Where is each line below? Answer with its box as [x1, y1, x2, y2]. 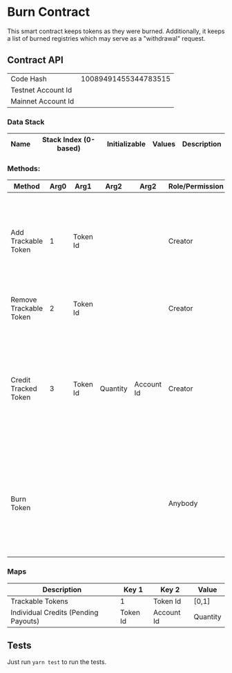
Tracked [10, 384, 38, 393]
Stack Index [41, 135, 82, 145]
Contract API [7, 55, 64, 66]
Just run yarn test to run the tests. [7, 658, 107, 666]
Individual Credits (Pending [10, 607, 99, 617]
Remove [10, 295, 37, 304]
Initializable [106, 139, 146, 149]
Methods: [7, 164, 41, 173]
